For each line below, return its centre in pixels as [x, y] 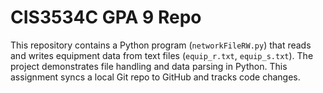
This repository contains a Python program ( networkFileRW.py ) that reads [161, 45]
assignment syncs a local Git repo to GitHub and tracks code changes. [155, 77]
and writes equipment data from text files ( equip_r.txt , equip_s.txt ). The [162, 55]
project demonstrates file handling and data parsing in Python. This [149, 66]
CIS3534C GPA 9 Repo [106, 17]
